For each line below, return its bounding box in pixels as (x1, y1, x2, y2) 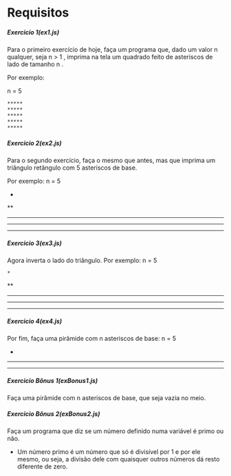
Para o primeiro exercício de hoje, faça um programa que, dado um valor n (7, 46, 218, 54)
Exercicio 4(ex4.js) (7, 317, 63, 325)
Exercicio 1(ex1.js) (7, 28, 60, 36)
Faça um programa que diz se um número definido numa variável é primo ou (7, 427, 224, 435)
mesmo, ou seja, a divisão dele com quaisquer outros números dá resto (16, 455, 220, 463)
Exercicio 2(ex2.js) (7, 139, 62, 147)
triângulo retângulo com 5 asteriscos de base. (7, 163, 137, 172)
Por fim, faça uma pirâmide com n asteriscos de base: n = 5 (7, 335, 177, 343)
